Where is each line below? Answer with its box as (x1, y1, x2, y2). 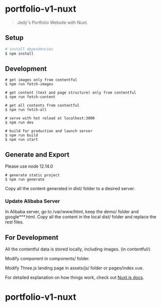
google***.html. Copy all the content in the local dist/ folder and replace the (5, 214, 157, 220)
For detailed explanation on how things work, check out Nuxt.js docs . (5, 274, 144, 281)
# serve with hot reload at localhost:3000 (5, 116, 95, 121)
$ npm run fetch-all (5, 107, 47, 113)
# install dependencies (5, 46, 54, 52)
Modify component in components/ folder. (5, 256, 90, 262)
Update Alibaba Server (5, 198, 60, 205)
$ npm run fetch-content (5, 95, 56, 99)
